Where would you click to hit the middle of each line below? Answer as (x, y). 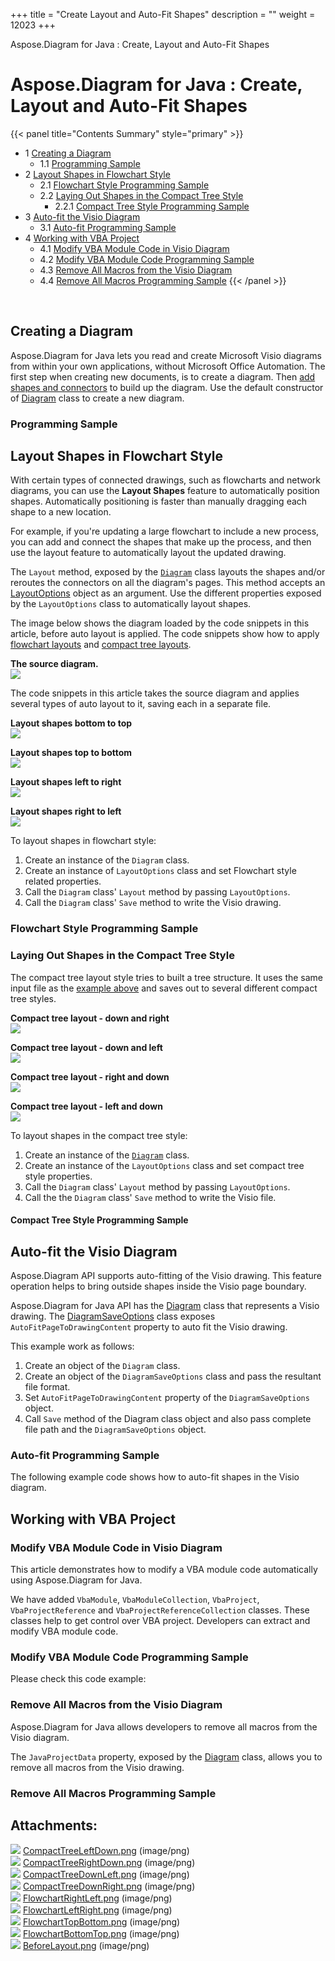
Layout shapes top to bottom (71, 753)
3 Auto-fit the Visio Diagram (82, 216)
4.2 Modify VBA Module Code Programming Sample (147, 259)
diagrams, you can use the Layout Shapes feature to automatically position (165, 491)
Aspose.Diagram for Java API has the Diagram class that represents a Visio (165, 1306)
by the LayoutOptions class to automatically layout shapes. (131, 604)
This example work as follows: (72, 1346)
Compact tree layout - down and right (90, 1018)
